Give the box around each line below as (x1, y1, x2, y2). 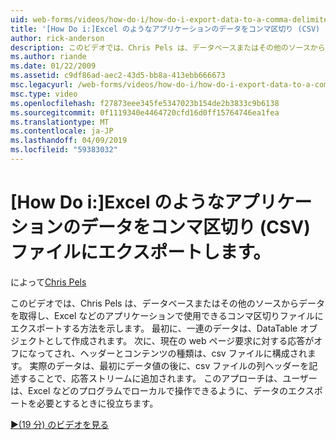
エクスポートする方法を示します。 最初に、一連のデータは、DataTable (10, 322, 298, 334)
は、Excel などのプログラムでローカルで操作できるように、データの (10, 384, 289, 396)
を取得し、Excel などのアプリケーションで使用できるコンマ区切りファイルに (10, 309, 324, 321)
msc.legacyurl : (10, 80, 74, 90)
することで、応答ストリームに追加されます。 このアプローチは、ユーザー (18, 372, 318, 384)
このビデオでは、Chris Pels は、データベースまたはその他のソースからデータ (10, 297, 325, 309)
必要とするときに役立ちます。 (36, 397, 159, 409)
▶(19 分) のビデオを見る (10, 418, 110, 430)
